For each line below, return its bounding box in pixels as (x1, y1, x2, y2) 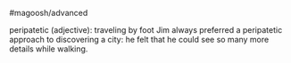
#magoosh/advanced (9, 8, 88, 18)
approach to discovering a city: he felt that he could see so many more (9, 35, 270, 44)
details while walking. (9, 43, 88, 54)
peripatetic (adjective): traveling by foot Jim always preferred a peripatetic (9, 25, 283, 35)
